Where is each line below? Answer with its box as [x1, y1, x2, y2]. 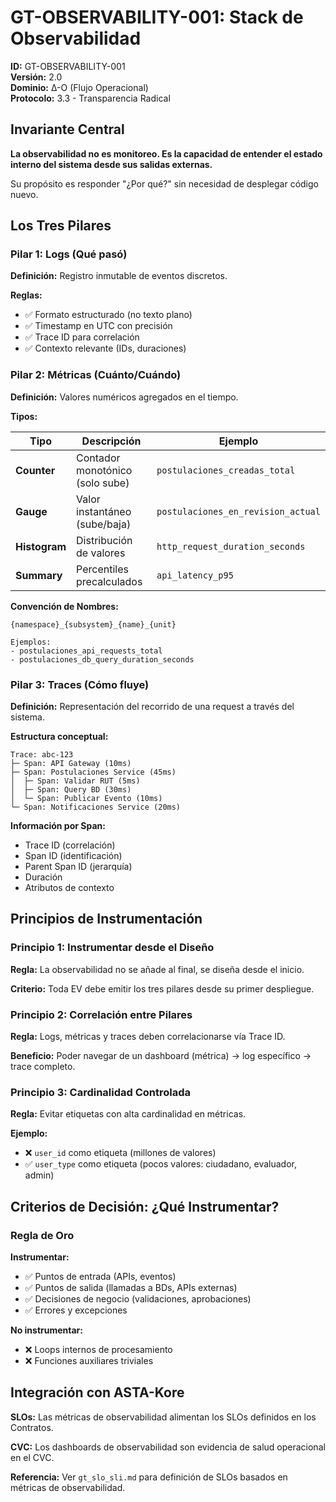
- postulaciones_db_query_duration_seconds [10, 654, 195, 665]
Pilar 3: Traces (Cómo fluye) [10, 677, 150, 691]
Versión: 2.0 [10, 71, 63, 83]
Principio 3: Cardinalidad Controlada [10, 1085, 192, 1099]
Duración [24, 871, 63, 883]
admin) [24, 1169, 55, 1181]
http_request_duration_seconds [156, 541, 306, 552]
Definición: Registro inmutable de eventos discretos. [10, 270, 228, 282]
